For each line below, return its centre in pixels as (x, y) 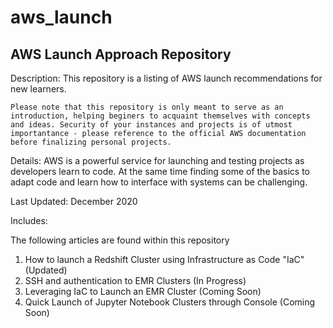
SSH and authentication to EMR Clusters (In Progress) (135, 280)
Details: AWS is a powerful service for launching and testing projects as (157, 160)
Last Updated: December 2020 (74, 201)
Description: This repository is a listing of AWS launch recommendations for (166, 78)
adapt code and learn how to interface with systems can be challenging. (159, 182)
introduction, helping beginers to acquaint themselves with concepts (160, 116)
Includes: (29, 220)
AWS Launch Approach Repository (121, 54)
